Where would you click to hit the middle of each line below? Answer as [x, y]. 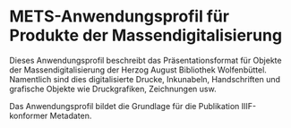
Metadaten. [71, 115]
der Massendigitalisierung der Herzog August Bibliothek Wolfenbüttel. [138, 70]
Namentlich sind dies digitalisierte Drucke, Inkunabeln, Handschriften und [145, 79]
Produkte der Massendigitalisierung [146, 35]
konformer [29, 115]
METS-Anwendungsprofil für [120, 17]
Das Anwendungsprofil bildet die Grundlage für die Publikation [124, 106]
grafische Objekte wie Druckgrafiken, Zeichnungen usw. [113, 89]
